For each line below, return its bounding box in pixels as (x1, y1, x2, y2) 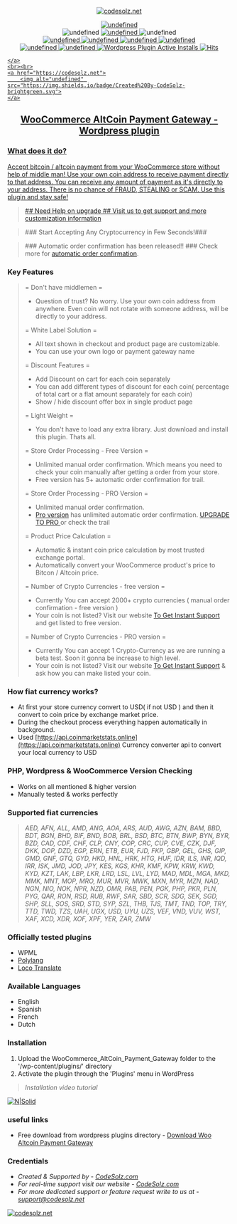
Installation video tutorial (24, 1083, 98, 1092)
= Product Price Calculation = (24, 531, 111, 540)
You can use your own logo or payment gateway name (35, 347, 195, 355)
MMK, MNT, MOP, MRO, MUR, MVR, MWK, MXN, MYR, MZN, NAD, (24, 877, 220, 885)
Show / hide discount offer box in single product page (35, 397, 193, 406)
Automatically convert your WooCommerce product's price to (35, 560, 216, 569)
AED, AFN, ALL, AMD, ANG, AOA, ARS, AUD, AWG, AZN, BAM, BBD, (24, 823, 222, 832)
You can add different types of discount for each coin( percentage (35, 382, 229, 391)
